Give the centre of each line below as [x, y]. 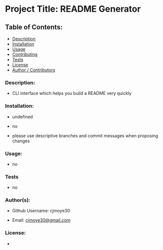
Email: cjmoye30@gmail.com [41, 220]
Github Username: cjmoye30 [41, 211]
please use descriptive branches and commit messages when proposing [85, 136]
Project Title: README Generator [73, 9]
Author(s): [18, 200]
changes [21, 141]
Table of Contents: [34, 27]
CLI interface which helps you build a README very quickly [72, 93]
